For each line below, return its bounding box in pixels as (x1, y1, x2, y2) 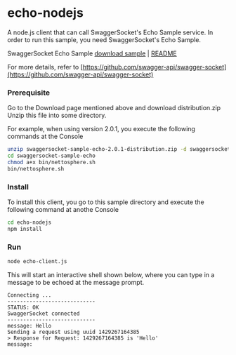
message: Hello (7, 322, 52, 329)
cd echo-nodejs (7, 219, 52, 226)
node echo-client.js (7, 258, 68, 265)
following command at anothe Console (7, 206, 119, 214)
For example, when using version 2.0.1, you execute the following (7, 125, 195, 133)
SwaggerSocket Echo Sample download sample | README (7, 49, 177, 58)
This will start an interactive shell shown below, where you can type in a (7, 270, 215, 279)
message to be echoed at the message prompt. (7, 278, 145, 286)
